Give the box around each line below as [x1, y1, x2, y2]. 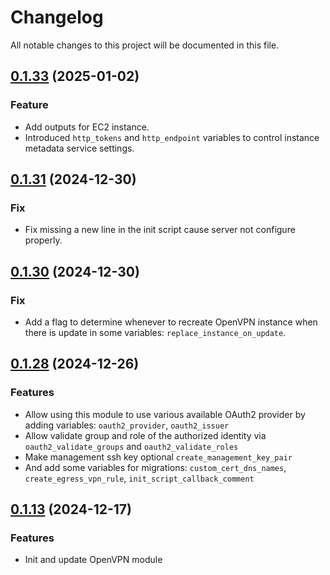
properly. [24, 234, 63, 246]
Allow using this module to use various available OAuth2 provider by [24, 408, 306, 420]
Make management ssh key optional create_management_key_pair [24, 451, 293, 463]
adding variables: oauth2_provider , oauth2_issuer [24, 419, 230, 431]
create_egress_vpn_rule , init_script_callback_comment [24, 472, 255, 484]
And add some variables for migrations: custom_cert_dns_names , [24, 461, 287, 473]
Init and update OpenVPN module [24, 554, 163, 566]
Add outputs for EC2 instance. [24, 121, 150, 133]
